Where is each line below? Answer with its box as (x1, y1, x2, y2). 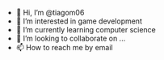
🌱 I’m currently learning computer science (15, 25, 156, 34)
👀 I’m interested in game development (15, 16, 143, 26)
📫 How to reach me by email (15, 43, 113, 52)
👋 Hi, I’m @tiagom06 (15, 8, 85, 17)
